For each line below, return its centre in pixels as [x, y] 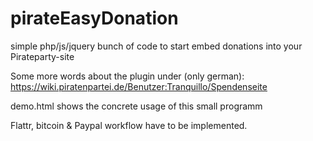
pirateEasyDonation [94, 18]
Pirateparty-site [42, 56]
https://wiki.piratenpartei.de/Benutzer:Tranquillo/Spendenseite [139, 86]
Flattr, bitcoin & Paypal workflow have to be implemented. [129, 125]
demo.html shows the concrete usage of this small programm [136, 106]
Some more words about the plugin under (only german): [127, 76]
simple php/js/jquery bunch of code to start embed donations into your [156, 46]
